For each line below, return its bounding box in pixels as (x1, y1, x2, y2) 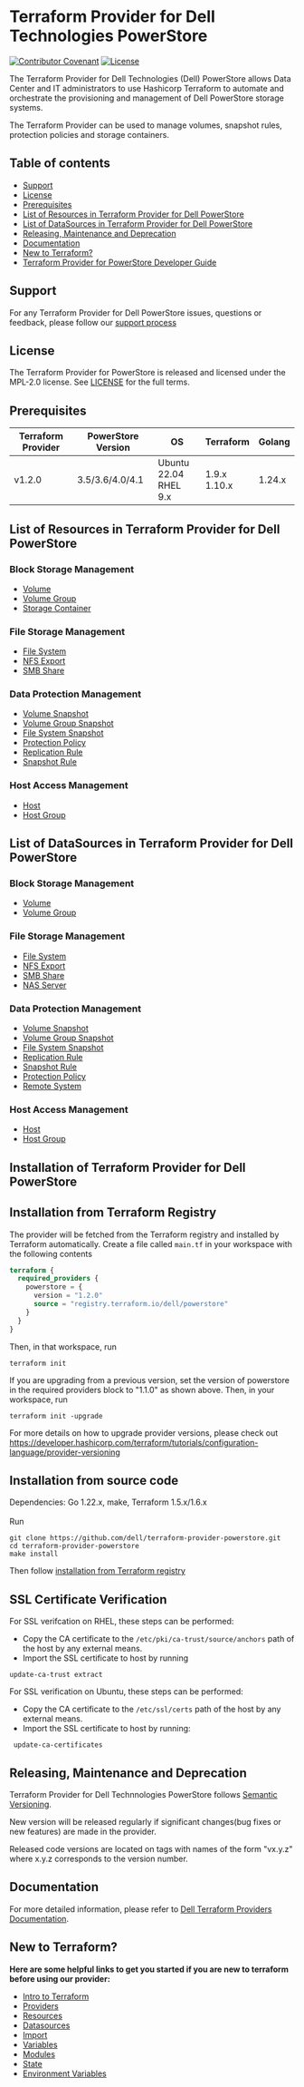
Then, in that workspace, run (9, 1341, 118, 1352)
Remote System (22, 1081, 82, 1092)
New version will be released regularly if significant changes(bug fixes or (9, 1816, 282, 1827)
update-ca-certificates (13, 1741, 103, 1750)
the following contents (9, 1248, 93, 1259)
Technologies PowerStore (9, 25, 208, 46)
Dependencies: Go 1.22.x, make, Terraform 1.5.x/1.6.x (9, 1497, 208, 1507)
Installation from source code (9, 1472, 179, 1488)
